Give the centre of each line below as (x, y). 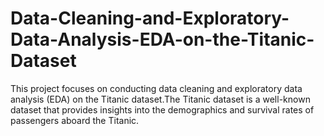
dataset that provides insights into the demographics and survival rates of (162, 109)
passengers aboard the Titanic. (75, 120)
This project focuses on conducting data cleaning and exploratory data (156, 88)
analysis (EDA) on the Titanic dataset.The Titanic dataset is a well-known (160, 99)
